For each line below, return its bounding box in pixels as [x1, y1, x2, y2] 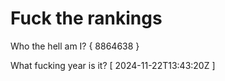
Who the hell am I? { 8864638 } [10, 40, 140, 52]
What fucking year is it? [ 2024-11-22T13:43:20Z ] [10, 59, 216, 71]
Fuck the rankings [10, 7, 163, 30]
